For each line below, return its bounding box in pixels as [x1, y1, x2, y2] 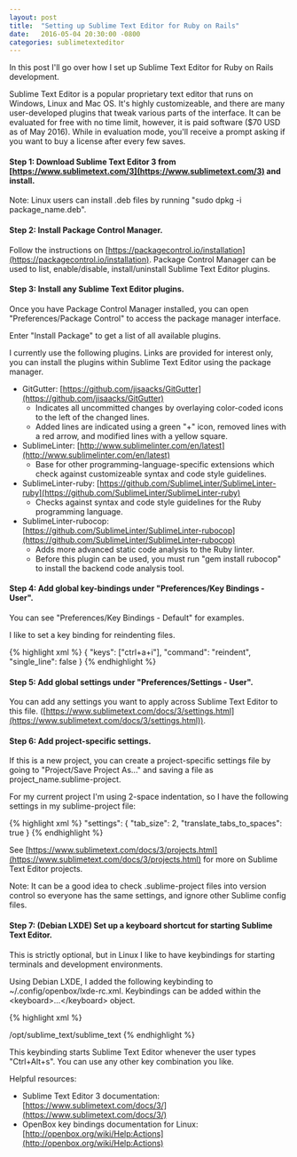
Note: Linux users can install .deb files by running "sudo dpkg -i [9, 195, 242, 205]
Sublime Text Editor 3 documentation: [21, 1090, 160, 1101]
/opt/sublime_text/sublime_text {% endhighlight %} [9, 1029, 195, 1040]
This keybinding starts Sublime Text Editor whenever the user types [9, 1046, 256, 1057]
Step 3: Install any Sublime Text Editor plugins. [9, 283, 184, 294]
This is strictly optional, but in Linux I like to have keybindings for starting [9, 949, 276, 960]
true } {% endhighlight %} [9, 827, 104, 838]
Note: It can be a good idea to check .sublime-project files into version [9, 881, 267, 891]
